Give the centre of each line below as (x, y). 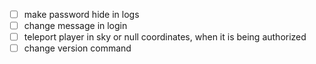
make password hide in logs (81, 14)
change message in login (75, 26)
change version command (77, 48)
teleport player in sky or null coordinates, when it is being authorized (165, 37)
